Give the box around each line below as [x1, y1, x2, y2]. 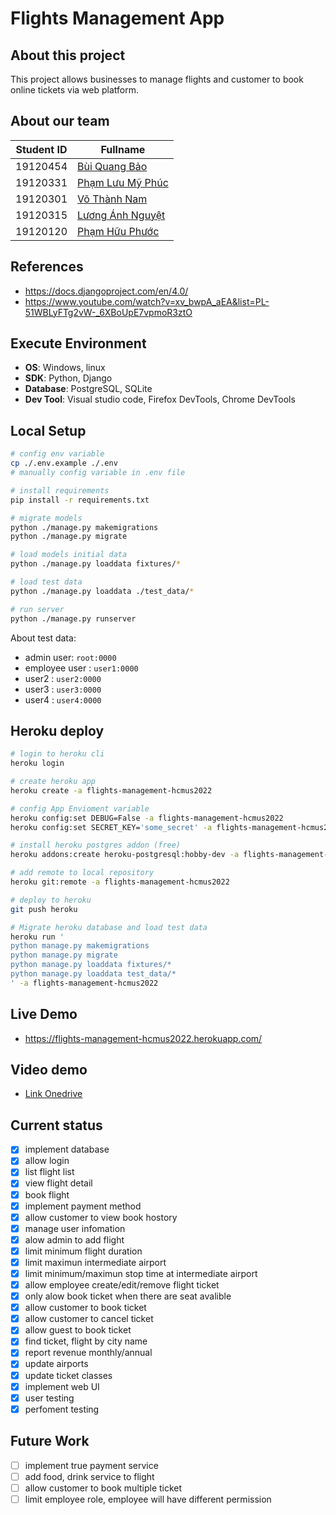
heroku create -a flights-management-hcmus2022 [10, 785, 213, 796]
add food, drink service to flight [24, 1470, 155, 1482]
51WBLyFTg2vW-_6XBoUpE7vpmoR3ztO [24, 306, 193, 318]
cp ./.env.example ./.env [10, 458, 118, 469]
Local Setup [10, 422, 87, 439]
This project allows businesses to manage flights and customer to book [10, 73, 304, 85]
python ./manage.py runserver [10, 613, 137, 624]
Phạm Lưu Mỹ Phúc [77, 175, 169, 189]
